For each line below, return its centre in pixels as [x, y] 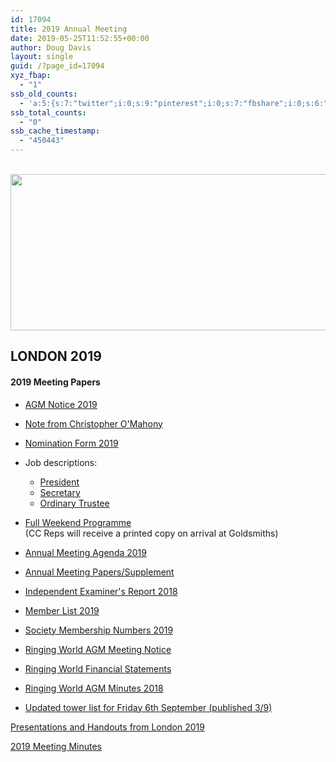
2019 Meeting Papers [55, 382]
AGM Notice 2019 [61, 404]
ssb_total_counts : [48, 112]
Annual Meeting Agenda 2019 [85, 552]
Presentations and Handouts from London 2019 [107, 727]
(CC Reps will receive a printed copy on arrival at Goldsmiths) [151, 533]
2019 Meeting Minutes [56, 746]
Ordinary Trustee [74, 503]
